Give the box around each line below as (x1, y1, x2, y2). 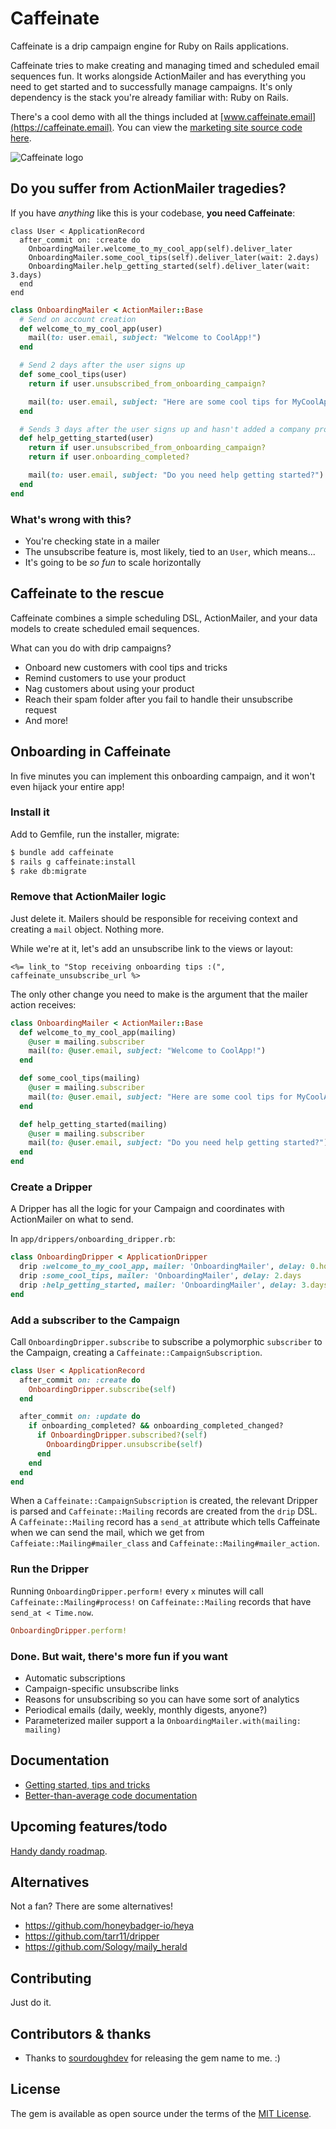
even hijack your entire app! (10, 780, 125, 792)
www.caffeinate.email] (223, 110, 317, 122)
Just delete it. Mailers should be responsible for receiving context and (10, 912, 298, 924)
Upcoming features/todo (10, 1818, 168, 1836)
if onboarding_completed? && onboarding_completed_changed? (28, 1421, 284, 1431)
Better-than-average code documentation (24, 1789, 198, 1801)
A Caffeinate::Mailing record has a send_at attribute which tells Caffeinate (10, 1516, 321, 1528)
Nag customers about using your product (24, 682, 195, 694)
